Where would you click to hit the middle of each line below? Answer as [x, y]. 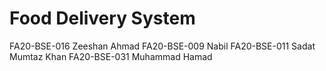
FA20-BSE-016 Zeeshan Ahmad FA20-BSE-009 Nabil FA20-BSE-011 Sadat [162, 46]
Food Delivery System [102, 18]
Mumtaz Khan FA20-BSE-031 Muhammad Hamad [111, 56]
